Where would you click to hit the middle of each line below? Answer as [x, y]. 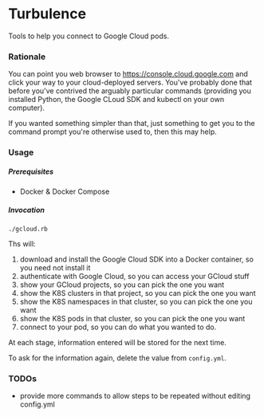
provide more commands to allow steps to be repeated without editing [135, 396]
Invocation [27, 210]
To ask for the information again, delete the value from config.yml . [118, 358]
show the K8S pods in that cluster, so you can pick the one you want [132, 319]
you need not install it [55, 268]
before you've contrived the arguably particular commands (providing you [130, 91]
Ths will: [22, 244]
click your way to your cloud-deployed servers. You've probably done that [130, 83]
